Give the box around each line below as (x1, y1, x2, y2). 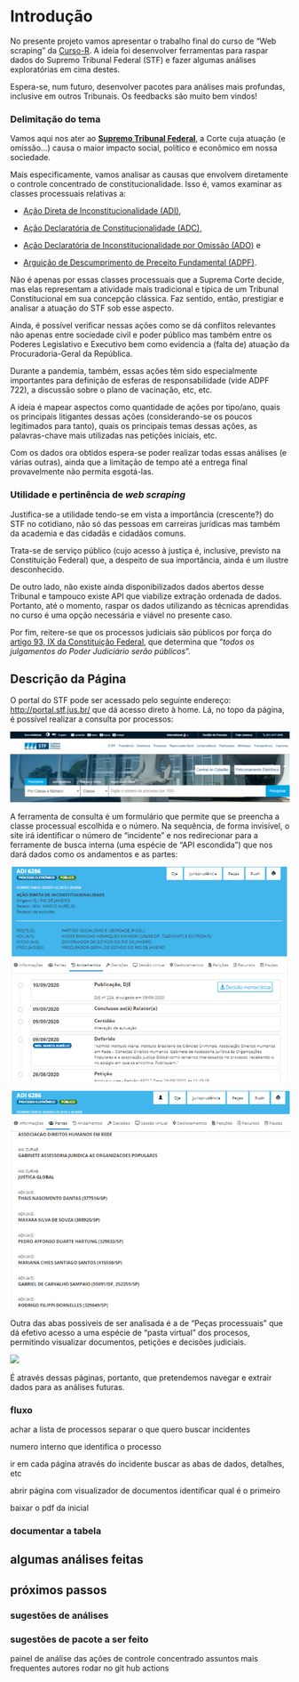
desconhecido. (10, 563, 65, 575)
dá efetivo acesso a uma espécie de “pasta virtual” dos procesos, (10, 1327, 251, 1338)
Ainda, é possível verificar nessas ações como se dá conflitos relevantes (10, 320, 276, 331)
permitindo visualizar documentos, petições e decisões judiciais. (10, 1337, 247, 1347)
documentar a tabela (10, 1524, 102, 1537)
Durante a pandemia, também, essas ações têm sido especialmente (10, 366, 258, 376)
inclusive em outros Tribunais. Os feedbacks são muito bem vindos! (10, 91, 258, 101)
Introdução (10, 6, 93, 27)
